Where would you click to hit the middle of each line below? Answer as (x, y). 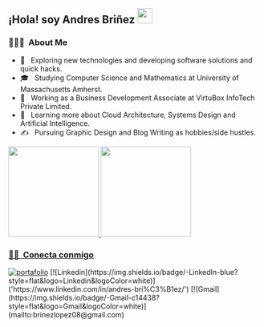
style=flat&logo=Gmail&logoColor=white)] (77, 306)
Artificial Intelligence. (55, 123)
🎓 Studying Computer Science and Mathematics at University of (129, 78)
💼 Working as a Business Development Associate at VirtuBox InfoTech (137, 98)
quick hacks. (41, 68)
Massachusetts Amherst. (61, 89)
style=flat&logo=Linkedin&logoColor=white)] (82, 281)
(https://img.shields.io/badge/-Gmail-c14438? (84, 297)
